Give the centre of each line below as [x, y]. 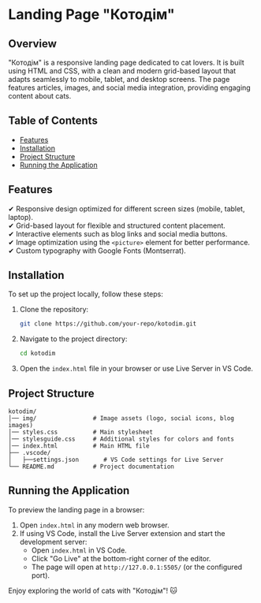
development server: [53, 542]
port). [40, 575]
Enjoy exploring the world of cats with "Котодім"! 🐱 [93, 590]
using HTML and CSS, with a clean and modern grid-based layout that [122, 71]
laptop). [21, 217]
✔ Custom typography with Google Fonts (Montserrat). [97, 251]
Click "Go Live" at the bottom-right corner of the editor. [121, 558]
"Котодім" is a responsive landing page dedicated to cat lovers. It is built [126, 62]
